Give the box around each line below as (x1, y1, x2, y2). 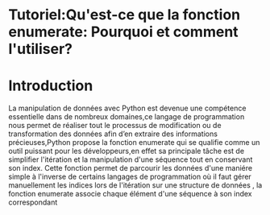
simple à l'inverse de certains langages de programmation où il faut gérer (8, 172, 251, 182)
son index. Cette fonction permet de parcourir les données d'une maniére (8, 163, 252, 173)
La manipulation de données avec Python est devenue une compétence (8, 103, 247, 114)
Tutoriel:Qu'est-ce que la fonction (8, 6, 241, 24)
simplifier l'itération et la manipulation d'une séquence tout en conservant (8, 155, 253, 164)
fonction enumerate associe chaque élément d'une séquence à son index (8, 189, 252, 199)
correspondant (8, 197, 58, 207)
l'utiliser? (8, 40, 73, 58)
